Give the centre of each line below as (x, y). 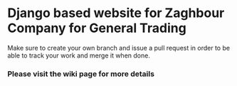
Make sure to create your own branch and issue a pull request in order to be (118, 48)
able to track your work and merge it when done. (79, 55)
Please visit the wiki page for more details (81, 74)
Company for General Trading (97, 28)
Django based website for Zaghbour (116, 13)
